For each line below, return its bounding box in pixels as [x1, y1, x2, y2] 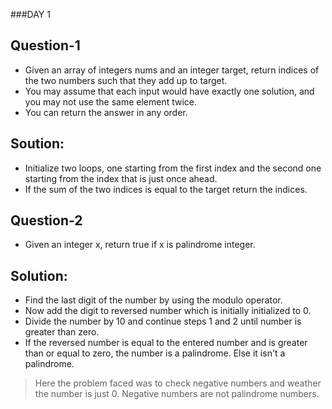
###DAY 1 [10, 9, 51, 20]
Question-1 [10, 37, 81, 54]
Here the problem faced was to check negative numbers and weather [34, 377, 322, 389]
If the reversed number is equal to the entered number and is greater [24, 337, 308, 349]
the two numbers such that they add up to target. [24, 74, 228, 86]
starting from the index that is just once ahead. [24, 172, 218, 184]
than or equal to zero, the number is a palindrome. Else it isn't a [24, 347, 286, 359]
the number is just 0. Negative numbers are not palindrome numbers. [34, 388, 320, 400]
